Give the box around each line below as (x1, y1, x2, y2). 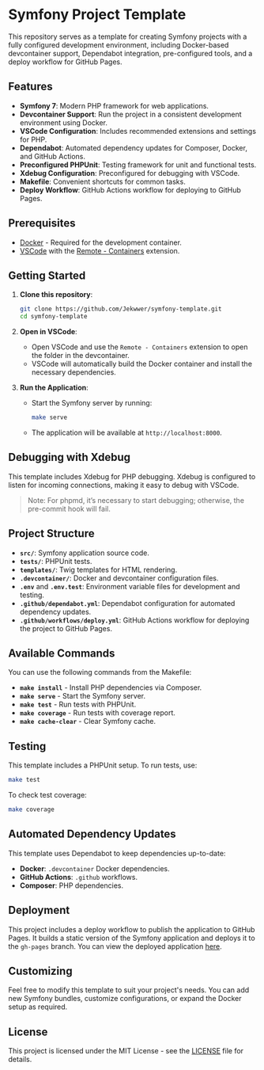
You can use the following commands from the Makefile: (8, 668, 192, 677)
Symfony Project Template (8, 6, 187, 24)
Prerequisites (8, 216, 76, 230)
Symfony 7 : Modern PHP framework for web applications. (19, 101, 209, 110)
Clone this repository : (19, 290, 93, 299)
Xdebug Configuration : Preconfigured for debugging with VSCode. (19, 168, 240, 177)
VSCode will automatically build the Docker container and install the (31, 359, 253, 369)
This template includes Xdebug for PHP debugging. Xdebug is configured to (8, 471, 256, 481)
